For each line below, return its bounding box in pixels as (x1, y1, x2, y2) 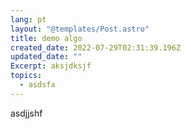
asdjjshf (10, 107, 43, 119)
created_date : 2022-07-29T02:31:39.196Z (10, 42, 182, 53)
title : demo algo (10, 33, 83, 43)
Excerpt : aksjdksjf (10, 61, 92, 71)
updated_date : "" (10, 52, 83, 62)
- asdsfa (19, 80, 56, 90)
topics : (10, 71, 43, 81)
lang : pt (10, 14, 47, 25)
